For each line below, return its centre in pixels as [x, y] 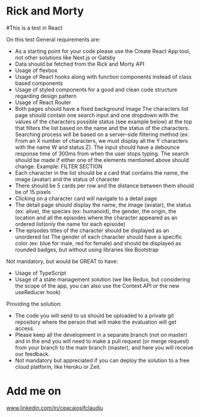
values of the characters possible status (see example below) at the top [103, 121]
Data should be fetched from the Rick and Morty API [80, 64]
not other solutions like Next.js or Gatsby [65, 57]
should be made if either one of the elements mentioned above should [102, 160]
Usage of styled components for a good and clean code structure [96, 89]
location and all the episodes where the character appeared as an [96, 218]
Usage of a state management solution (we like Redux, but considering [102, 279]
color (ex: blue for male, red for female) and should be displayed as [98, 243]
